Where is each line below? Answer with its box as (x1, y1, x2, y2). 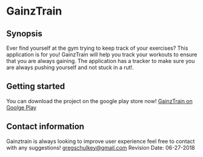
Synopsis (6, 28, 42, 39)
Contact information (6, 121, 85, 132)
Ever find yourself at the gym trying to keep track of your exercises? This (6, 44, 188, 52)
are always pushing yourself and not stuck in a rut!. (6, 64, 135, 71)
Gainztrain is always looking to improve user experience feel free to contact (6, 138, 195, 145)
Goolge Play (6, 104, 37, 111)
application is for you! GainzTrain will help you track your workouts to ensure (6, 51, 198, 58)
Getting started (6, 81, 65, 92)
